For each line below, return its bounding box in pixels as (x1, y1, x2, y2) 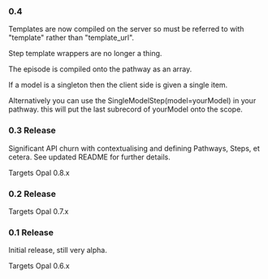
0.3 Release (8, 124, 57, 136)
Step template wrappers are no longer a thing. (8, 49, 162, 59)
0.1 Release (8, 226, 54, 238)
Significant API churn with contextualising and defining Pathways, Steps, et (8, 143, 260, 153)
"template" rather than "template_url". (8, 33, 135, 42)
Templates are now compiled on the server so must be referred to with (8, 24, 244, 34)
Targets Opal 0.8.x (8, 168, 71, 177)
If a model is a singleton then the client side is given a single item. (8, 80, 228, 90)
